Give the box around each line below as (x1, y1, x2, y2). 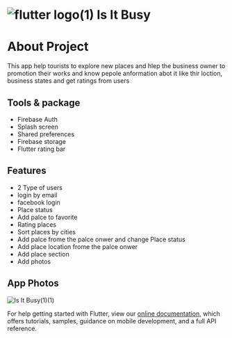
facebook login (17, 198, 60, 207)
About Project (7, 39, 89, 55)
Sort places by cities (17, 227, 76, 236)
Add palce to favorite (17, 213, 78, 221)
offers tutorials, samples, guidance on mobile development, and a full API (7, 316, 217, 325)
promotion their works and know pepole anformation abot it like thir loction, (7, 70, 223, 78)
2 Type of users (17, 183, 63, 191)
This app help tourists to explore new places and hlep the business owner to (7, 62, 226, 70)
